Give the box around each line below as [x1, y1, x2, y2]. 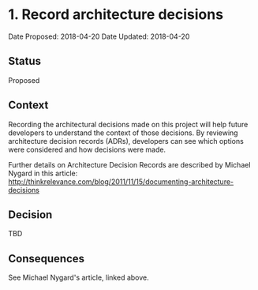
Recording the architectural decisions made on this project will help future [8, 119, 249, 129]
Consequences [8, 251, 85, 266]
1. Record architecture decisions [8, 6, 223, 24]
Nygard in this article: [8, 168, 78, 178]
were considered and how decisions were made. [8, 145, 166, 154]
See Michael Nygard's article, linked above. [8, 273, 149, 282]
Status [8, 55, 42, 68]
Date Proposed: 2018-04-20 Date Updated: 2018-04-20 [8, 32, 190, 41]
